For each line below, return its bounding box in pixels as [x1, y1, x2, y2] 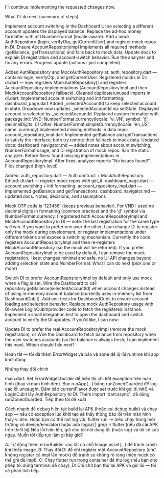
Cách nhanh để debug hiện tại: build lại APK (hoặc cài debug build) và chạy [5, 406, 158, 412]
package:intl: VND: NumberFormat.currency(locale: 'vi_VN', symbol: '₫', [5, 116, 149, 122]
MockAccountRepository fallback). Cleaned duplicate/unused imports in [5, 90, 151, 96]
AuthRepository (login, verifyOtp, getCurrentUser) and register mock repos [5, 39, 156, 45]
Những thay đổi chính [5, 366, 49, 372]
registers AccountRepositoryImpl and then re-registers [5, 239, 116, 245]
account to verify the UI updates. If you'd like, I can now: [5, 317, 119, 322]
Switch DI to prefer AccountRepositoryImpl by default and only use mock [5, 275, 152, 281]
